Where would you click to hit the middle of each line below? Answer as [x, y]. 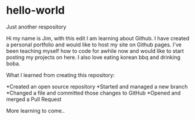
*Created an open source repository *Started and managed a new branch [97, 86]
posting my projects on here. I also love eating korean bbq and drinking [93, 57]
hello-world [36, 10]
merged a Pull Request [34, 99]
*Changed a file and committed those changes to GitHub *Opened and [94, 93]
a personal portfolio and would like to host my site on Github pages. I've [94, 45]
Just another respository [36, 27]
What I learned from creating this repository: [60, 75]
